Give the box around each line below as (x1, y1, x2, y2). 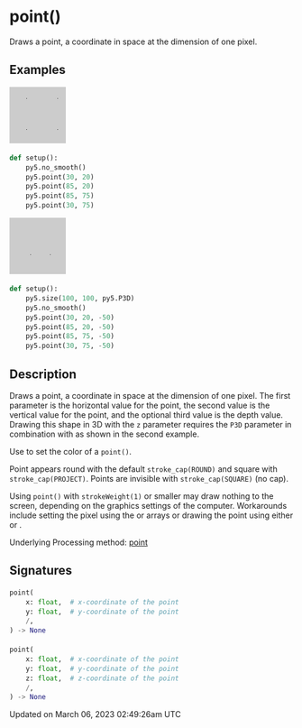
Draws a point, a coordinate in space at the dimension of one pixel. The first (9, 390, 291, 401)
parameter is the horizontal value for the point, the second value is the (9, 400, 270, 410)
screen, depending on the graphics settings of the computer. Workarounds (9, 500, 288, 511)
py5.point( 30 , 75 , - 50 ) (25, 341, 115, 351)
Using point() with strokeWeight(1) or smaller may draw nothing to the (9, 490, 274, 502)
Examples (9, 62, 66, 78)
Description (9, 366, 77, 382)
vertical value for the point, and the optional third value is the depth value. (9, 409, 284, 420)
